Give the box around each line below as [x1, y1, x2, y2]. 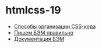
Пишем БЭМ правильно [13, 29, 74, 36]
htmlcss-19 [5, 4, 62, 17]
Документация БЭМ [13, 35, 65, 42]
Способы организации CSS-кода [13, 23, 96, 30]
